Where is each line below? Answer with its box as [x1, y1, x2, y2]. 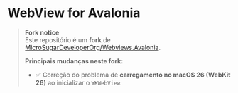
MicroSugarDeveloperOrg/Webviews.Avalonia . [24, 43, 161, 51]
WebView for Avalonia [7, 5, 141, 21]
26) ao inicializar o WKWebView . [35, 78, 122, 87]
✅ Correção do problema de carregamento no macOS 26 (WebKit [35, 70, 231, 79]
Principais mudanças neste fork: [24, 56, 124, 65]
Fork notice [24, 28, 60, 37]
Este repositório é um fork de [24, 35, 112, 44]
